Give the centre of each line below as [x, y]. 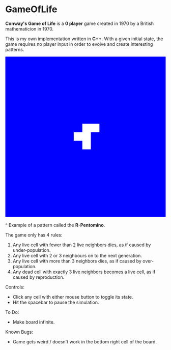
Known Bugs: [19, 332]
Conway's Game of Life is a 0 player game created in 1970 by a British [80, 23]
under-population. [32, 250]
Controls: [15, 287]
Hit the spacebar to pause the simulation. [56, 302]
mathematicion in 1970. [30, 28]
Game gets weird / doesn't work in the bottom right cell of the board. [84, 341]
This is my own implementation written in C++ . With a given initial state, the [84, 39]
